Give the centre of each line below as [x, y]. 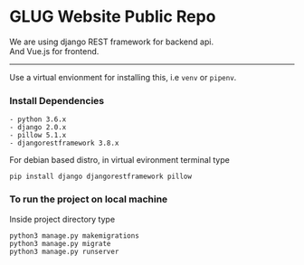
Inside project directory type [62, 219]
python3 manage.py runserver [64, 251]
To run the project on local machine [89, 199]
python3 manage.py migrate [60, 243]
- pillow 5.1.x [38, 136]
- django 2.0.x [38, 128]
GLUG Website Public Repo [113, 17]
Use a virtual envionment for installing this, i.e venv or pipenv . [123, 77]
